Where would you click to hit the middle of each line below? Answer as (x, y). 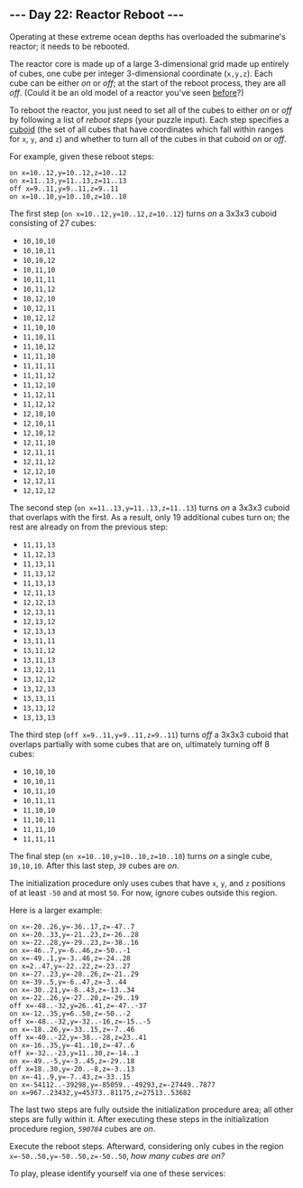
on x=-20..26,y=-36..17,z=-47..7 (72, 926)
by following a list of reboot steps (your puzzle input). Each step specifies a (149, 119)
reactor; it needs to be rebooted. (70, 46)
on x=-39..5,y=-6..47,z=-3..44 (68, 982)
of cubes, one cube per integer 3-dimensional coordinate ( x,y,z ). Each (141, 73)
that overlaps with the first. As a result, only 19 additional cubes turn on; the (150, 517)
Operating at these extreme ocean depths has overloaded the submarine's (148, 36)
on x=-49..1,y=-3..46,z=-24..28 (70, 958)
